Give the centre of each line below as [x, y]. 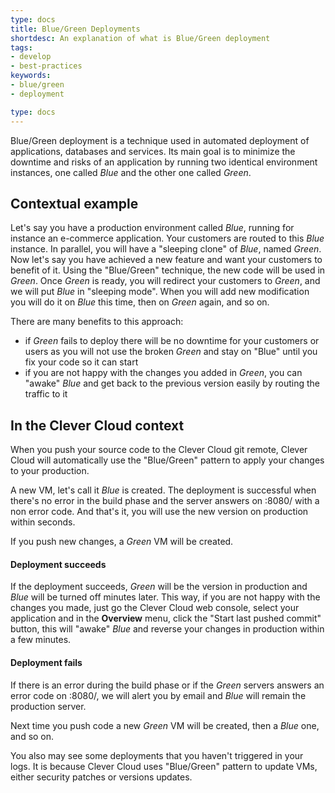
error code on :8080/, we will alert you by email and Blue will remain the [158, 695]
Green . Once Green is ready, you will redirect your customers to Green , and [165, 281]
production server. [48, 706]
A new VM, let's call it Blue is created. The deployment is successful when [163, 490]
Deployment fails [46, 662]
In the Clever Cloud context [97, 425]
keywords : [31, 76]
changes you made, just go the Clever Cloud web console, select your [155, 608]
